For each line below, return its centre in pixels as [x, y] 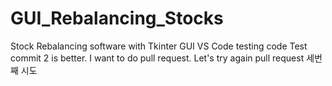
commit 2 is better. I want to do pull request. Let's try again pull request [157, 58]
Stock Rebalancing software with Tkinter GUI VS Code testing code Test [159, 46]
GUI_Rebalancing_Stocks [117, 18]
